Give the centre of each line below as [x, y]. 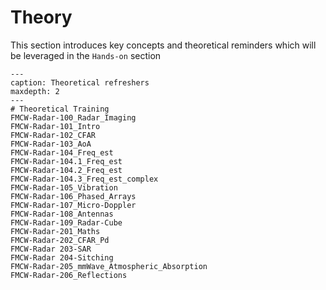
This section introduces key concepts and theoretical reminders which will [163, 45]
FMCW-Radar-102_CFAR [53, 135]
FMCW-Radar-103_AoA [51, 144]
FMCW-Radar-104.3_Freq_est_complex [84, 179]
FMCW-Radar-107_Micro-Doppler [73, 205]
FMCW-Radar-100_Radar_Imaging [73, 117]
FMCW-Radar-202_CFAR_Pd [60, 240]
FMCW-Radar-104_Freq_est [62, 152]
